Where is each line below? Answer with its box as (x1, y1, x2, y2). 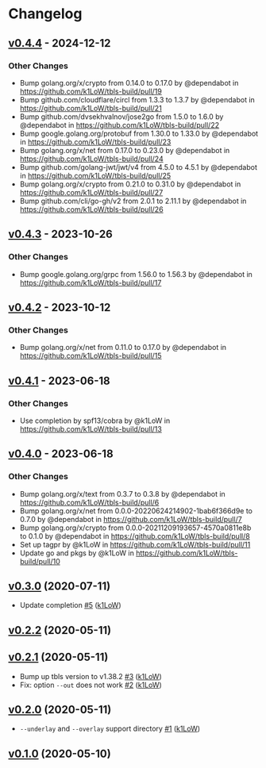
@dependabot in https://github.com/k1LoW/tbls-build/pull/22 (19, 120, 220, 129)
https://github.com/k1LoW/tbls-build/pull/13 (19, 424, 163, 433)
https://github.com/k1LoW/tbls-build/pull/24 (19, 154, 164, 163)
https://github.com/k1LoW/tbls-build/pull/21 (19, 103, 163, 113)
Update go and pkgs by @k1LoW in (19, 548, 135, 558)
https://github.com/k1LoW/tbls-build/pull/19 (19, 86, 163, 96)
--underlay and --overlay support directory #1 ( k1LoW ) (19, 724, 201, 734)
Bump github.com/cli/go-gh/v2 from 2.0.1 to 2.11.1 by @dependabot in (19, 196, 247, 205)
